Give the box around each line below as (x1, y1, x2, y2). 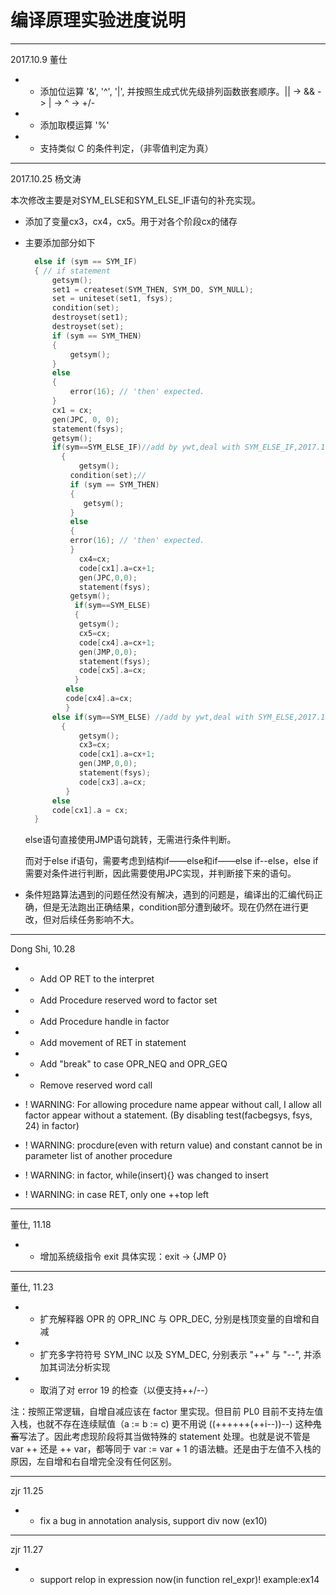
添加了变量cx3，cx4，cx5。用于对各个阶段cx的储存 (24, 215, 238, 227)
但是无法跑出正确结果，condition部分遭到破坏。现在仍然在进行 (42, 901, 301, 913)
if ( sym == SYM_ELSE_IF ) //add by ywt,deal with (51, 442, 241, 453)
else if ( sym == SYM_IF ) (34, 256, 138, 266)
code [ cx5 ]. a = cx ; (78, 666, 147, 676)
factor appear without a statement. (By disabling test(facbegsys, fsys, (24, 1109, 313, 1121)
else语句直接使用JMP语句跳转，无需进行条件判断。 (24, 834, 237, 846)
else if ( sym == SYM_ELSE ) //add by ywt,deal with (51, 712, 254, 722)
